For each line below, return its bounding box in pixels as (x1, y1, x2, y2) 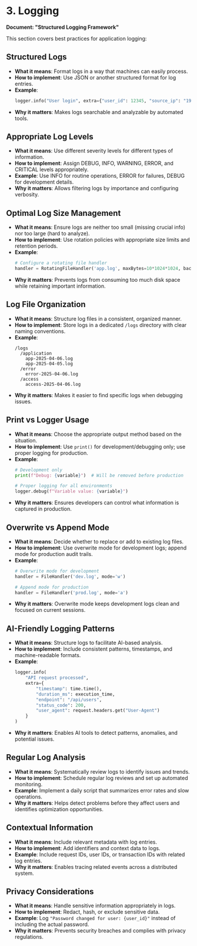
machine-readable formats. (14, 652, 81, 659)
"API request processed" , (25, 675, 89, 681)
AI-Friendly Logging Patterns (6, 624, 115, 634)
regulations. (14, 934, 44, 941)
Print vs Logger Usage (6, 415, 89, 425)
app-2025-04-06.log (25, 355, 74, 361)
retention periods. (14, 242, 58, 249)
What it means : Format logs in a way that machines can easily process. (14, 68, 188, 75)
